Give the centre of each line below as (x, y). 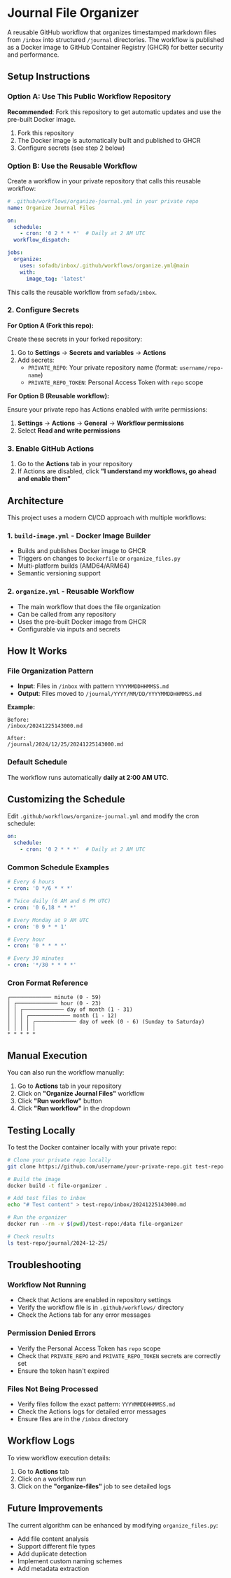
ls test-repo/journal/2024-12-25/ (58, 1243)
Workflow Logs (41, 1441)
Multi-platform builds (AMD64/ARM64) (73, 566)
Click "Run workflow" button (60, 1101)
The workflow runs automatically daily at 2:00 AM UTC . (88, 777)
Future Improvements (55, 1508)
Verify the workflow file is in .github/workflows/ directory (100, 1308)
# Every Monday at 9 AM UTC (48, 920)
